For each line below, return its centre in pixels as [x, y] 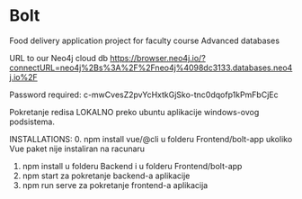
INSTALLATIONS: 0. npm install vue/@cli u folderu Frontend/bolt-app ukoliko [151, 139]
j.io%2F [23, 77]
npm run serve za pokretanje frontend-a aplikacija [115, 185]
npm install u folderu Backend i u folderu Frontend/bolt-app [132, 166]
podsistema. [32, 122]
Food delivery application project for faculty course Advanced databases [145, 41]
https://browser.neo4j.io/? [158, 58]
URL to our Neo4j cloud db [59, 58]
